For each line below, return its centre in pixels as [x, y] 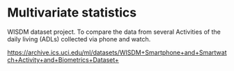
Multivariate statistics [72, 13]
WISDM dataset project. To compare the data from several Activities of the [114, 32]
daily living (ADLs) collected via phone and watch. [79, 39]
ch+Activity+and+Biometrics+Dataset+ [63, 59]
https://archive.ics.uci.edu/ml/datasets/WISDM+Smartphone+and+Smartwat [117, 52]
